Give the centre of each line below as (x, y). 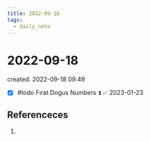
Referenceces (38, 115)
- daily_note (32, 26)
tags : (15, 20)
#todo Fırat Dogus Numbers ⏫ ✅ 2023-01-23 (80, 93)
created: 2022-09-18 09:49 (46, 79)
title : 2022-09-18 (33, 13)
